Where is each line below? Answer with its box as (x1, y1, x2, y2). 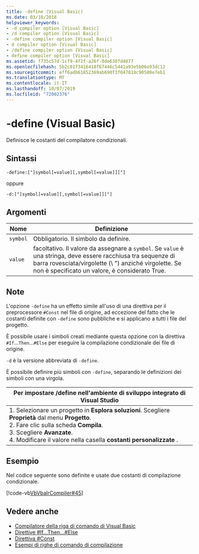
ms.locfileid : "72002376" (6, 91, 70, 97)
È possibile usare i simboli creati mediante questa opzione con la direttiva (6, 333, 185, 340)
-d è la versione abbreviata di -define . (6, 357, 99, 364)
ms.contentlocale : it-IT (6, 81, 68, 87)
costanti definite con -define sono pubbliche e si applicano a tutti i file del (6, 315, 187, 322)
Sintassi (6, 153, 37, 164)
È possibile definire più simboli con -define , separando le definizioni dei (6, 369, 182, 376)
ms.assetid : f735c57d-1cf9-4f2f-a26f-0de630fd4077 (6, 58, 134, 64)
